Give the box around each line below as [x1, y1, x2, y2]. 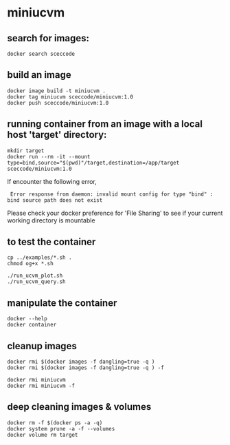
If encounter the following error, [7, 177, 97, 185]
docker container [7, 322, 57, 329]
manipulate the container [7, 297, 117, 309]
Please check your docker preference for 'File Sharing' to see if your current [7, 209, 223, 217]
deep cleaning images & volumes [7, 401, 152, 413]
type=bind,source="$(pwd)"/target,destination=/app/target [7, 159, 180, 166]
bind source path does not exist [7, 196, 103, 204]
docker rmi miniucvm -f [7, 382, 76, 390]
